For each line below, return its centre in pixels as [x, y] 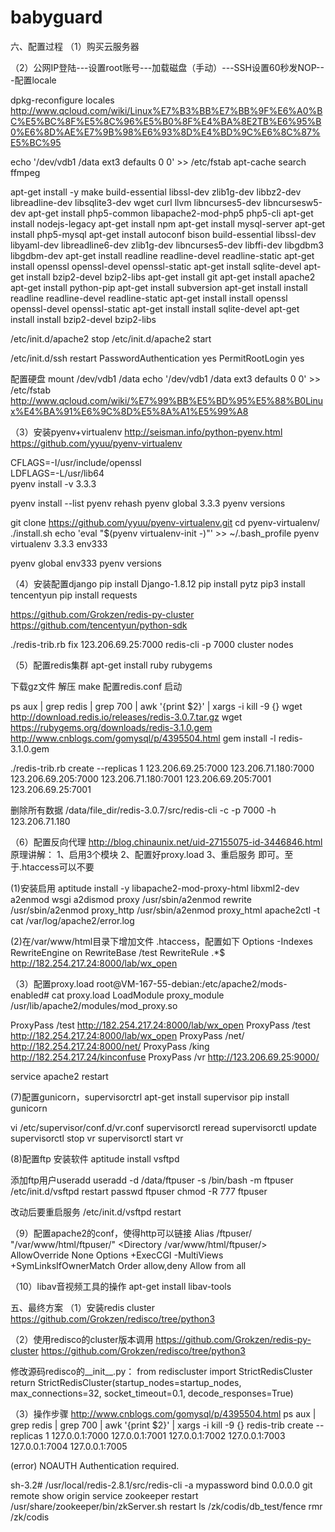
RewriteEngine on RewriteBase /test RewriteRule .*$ [118, 952]
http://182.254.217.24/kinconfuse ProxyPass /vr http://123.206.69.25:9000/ [165, 1057]
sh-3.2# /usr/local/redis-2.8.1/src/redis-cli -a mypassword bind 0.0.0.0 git [161, 1485]
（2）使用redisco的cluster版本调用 [82, 1339]
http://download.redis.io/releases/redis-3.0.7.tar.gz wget [126, 717]
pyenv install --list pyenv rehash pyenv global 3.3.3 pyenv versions [148, 503]
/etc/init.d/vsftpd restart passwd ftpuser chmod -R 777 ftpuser [139, 1191]
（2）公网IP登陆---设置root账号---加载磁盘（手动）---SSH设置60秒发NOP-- [167, 67]
